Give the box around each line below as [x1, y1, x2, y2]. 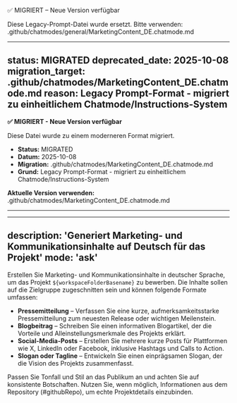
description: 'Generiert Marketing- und [7, 230, 183, 242]
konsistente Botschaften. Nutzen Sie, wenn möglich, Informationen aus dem [7, 380, 228, 388]
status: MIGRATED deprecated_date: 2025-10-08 [7, 54, 229, 66]
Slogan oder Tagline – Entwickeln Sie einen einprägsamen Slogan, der [17, 352, 223, 360]
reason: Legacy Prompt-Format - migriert [44, 87, 229, 99]
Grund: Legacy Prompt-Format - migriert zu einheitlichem [17, 167, 186, 175]
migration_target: [7, 66, 86, 77]
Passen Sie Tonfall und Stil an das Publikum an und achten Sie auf [7, 373, 200, 381]
